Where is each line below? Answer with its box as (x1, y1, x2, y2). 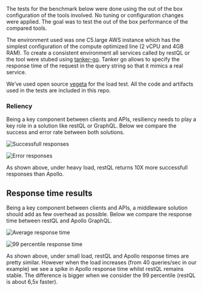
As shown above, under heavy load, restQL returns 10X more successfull (6, 164, 188, 171)
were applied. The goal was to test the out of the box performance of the (6, 18, 188, 25)
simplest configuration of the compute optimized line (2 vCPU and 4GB (6, 43, 184, 50)
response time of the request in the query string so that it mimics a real (6, 62, 184, 69)
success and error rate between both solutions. (6, 129, 125, 136)
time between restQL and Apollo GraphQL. (6, 217, 112, 224)
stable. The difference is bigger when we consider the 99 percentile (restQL (6, 272, 196, 279)
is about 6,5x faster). (6, 278, 58, 286)
